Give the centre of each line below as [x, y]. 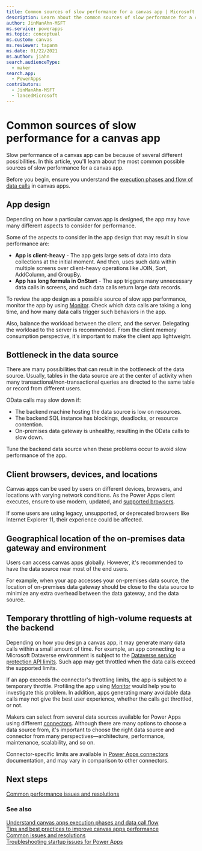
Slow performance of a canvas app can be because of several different [94, 155]
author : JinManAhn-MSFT [36, 23]
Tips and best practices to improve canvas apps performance [83, 829]
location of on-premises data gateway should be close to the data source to [100, 586]
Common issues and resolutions [46, 835]
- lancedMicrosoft [35, 96]
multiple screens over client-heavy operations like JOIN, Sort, [91, 268]
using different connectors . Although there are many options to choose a [96, 723]
